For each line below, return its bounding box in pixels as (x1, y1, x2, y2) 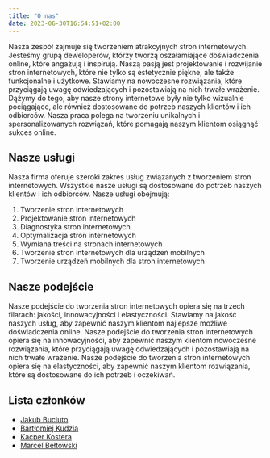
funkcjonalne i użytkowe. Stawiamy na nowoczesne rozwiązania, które (8, 76, 243, 86)
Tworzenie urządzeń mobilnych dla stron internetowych (19, 256, 206, 267)
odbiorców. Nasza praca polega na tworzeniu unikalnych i (8, 110, 201, 120)
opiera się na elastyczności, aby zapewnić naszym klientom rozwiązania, (8, 361, 251, 372)
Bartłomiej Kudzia (19, 423, 79, 433)
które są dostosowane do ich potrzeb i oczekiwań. (8, 370, 176, 380)
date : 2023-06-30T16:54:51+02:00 (8, 19, 121, 27)
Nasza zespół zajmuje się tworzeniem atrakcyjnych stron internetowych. (8, 41, 248, 51)
